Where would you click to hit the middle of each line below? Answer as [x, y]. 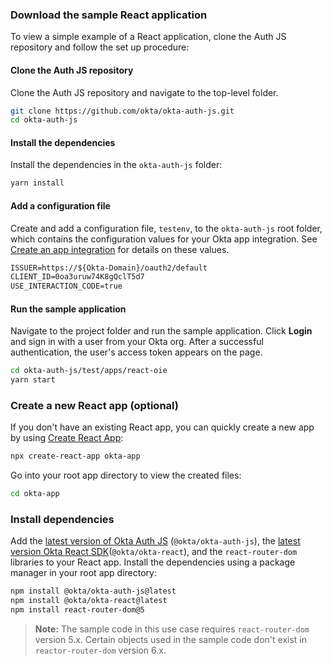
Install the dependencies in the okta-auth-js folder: [116, 165]
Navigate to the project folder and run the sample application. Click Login [161, 331]
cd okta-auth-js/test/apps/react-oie [89, 371]
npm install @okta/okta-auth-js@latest [93, 591]
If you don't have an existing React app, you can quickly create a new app [162, 427]
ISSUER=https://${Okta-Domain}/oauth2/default [109, 268]
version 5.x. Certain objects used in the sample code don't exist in [171, 640]
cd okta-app [35, 494]
